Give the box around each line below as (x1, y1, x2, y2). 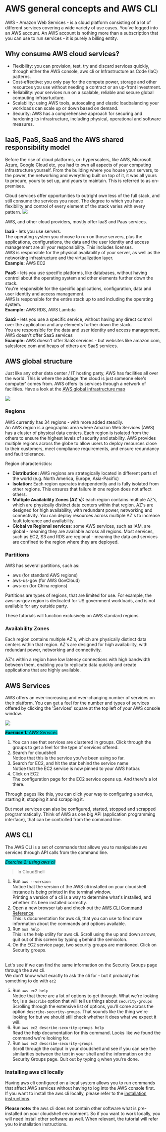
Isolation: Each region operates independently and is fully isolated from (12, 480, 159, 486)
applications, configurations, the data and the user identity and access (5, 239, 149, 245)
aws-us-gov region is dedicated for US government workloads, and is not (5, 597, 156, 603)
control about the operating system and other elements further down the (5, 275, 154, 281)
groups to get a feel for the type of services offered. (12, 745, 119, 751)
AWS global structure (5, 357, 73, 366)
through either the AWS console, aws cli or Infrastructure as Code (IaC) (12, 68, 158, 74)
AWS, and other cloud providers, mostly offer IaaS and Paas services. (5, 218, 147, 224)
